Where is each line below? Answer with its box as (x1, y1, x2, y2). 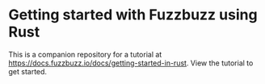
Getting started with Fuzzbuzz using (8, 6, 258, 24)
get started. (8, 66, 47, 76)
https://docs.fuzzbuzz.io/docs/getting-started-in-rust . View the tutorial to (8, 58, 254, 68)
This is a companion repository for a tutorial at (8, 49, 162, 59)
